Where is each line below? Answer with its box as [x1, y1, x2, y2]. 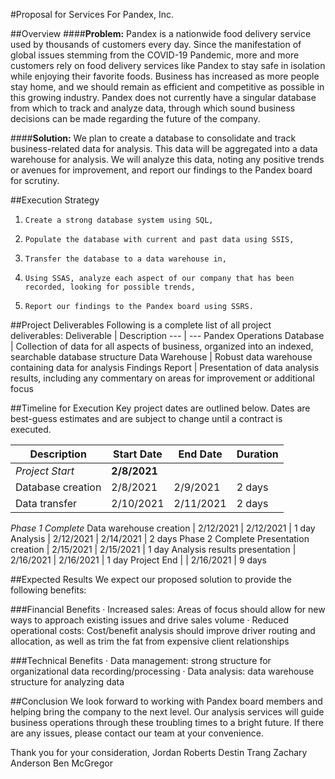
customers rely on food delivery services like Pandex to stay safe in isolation [10, 60, 326, 71]
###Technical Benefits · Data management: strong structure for [10, 655, 272, 666]
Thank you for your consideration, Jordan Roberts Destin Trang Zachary [10, 747, 308, 758]
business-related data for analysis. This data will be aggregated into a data [10, 143, 318, 154]
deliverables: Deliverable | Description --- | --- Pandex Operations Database [10, 330, 325, 341]
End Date [178, 447, 223, 461]
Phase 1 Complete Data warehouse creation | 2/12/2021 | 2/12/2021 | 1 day [10, 522, 316, 534]
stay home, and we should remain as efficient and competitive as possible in [10, 81, 325, 93]
